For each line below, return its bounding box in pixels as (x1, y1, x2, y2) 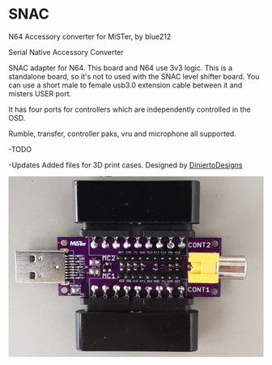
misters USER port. (8, 88, 72, 98)
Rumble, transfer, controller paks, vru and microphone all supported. (8, 129, 236, 138)
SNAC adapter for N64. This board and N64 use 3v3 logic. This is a (8, 62, 233, 73)
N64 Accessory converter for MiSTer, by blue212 (8, 32, 172, 41)
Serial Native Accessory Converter (8, 47, 124, 57)
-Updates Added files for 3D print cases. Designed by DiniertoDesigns (8, 159, 243, 170)
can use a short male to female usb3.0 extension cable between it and (8, 80, 243, 90)
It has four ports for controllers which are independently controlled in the (8, 104, 251, 114)
